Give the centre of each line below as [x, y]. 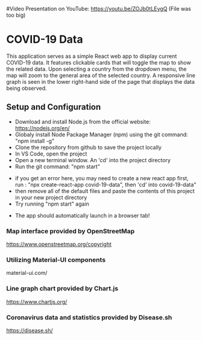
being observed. [27, 88]
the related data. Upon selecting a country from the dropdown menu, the [96, 69]
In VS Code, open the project [51, 154]
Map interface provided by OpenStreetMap [70, 231]
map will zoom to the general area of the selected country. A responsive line [101, 75]
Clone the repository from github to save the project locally [88, 147]
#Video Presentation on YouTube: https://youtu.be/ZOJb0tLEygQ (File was [99, 9]
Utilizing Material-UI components [56, 260]
